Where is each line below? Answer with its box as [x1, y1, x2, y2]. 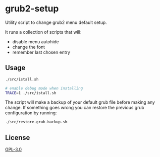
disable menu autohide [12, 38, 59, 45]
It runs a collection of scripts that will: [5, 29, 82, 35]
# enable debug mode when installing [5, 85, 83, 91]
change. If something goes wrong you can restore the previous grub [5, 105, 145, 111]
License [5, 133, 30, 142]
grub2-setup [5, 3, 59, 14]
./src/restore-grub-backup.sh [5, 120, 68, 125]
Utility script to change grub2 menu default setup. [5, 19, 107, 25]
